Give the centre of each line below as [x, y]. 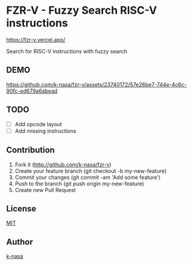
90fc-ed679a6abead [32, 91]
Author [19, 242]
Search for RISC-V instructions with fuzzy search [67, 51]
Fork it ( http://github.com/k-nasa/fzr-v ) [63, 165]
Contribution [31, 150]
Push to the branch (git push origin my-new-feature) [79, 184]
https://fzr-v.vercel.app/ [36, 39]
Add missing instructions [46, 131]
